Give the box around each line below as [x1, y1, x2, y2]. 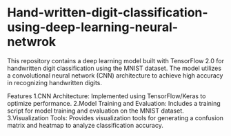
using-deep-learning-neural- [7, 19, 178, 35]
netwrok [7, 34, 57, 49]
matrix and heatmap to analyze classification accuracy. [7, 121, 163, 129]
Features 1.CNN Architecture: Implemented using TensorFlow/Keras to [7, 91, 206, 100]
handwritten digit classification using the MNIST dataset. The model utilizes [7, 64, 222, 72]
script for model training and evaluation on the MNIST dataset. [7, 106, 184, 115]
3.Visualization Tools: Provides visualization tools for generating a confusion [7, 113, 224, 122]
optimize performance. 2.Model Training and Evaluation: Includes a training [7, 99, 221, 107]
